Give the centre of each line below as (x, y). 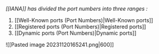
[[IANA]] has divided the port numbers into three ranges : (77, 9)
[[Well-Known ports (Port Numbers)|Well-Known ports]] (84, 20)
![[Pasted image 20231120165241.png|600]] (60, 45)
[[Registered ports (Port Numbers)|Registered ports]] (80, 27)
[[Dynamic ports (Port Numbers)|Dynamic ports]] (75, 33)
